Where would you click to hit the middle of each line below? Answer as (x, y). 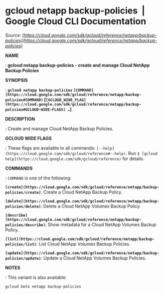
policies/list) (21, 244)
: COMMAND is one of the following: (38, 178)
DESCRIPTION (20, 119)
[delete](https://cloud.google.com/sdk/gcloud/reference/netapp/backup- (82, 201)
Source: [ (14, 35)
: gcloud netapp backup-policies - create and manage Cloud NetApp (78, 65)
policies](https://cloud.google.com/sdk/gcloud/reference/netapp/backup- (81, 40)
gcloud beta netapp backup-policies (43, 286)
